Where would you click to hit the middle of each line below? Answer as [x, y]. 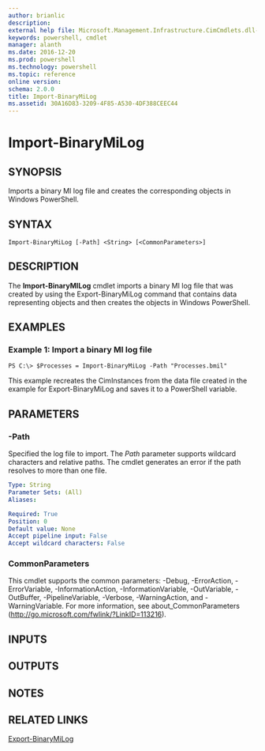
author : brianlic [37, 15]
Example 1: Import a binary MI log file [80, 350]
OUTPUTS [34, 666]
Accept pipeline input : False [58, 536]
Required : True [33, 514]
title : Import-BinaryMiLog [52, 96]
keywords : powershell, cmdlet [58, 38]
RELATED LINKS [48, 720]
